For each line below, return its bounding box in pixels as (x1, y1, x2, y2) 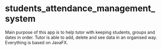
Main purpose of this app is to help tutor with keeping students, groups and (5, 29, 155, 35)
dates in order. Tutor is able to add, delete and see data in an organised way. (5, 34, 157, 40)
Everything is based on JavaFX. (5, 39, 68, 45)
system (5, 13, 36, 24)
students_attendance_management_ (5, 3, 156, 14)
